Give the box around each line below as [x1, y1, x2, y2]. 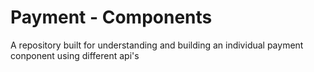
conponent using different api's [10, 49, 140, 61]
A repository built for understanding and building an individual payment [10, 39, 304, 51]
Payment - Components [10, 6, 213, 29]
